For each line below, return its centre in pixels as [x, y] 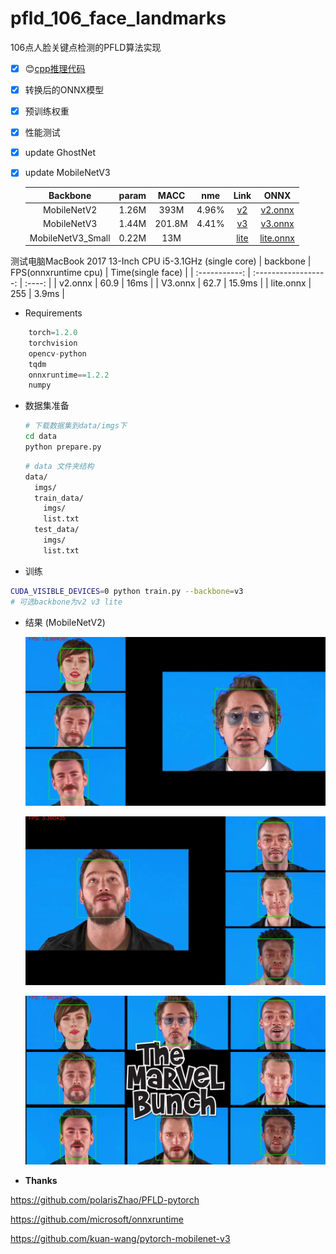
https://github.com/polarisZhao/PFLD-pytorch [105, 1199]
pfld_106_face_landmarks [118, 18]
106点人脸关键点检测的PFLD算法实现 [86, 47]
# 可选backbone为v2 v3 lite [66, 602]
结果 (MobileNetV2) [65, 622]
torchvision [53, 343]
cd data [40, 437]
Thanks [41, 1180]
